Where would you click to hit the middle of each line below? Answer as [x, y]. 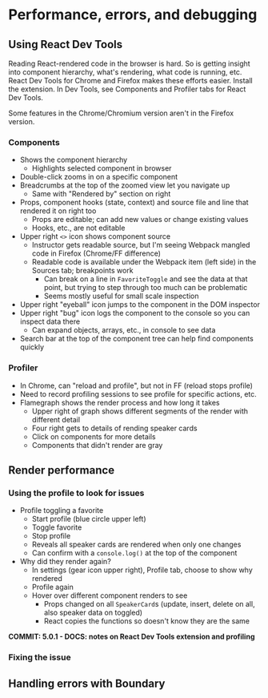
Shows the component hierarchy [74, 160]
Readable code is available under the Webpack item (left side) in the [144, 262]
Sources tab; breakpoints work [82, 271]
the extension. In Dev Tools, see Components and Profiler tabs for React [127, 89]
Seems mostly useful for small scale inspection [121, 296]
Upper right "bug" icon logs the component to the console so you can [135, 313]
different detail [56, 419]
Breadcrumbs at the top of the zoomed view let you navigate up [125, 185]
